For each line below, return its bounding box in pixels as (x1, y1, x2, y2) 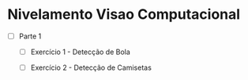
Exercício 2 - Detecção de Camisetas (30, 63, 152, 72)
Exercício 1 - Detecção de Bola (30, 47, 131, 56)
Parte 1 (18, 31, 42, 41)
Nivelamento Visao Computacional (7, 5, 241, 24)
